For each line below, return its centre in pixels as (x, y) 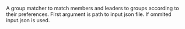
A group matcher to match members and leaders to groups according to (92, 8)
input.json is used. (28, 20)
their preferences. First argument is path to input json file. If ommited (89, 14)
